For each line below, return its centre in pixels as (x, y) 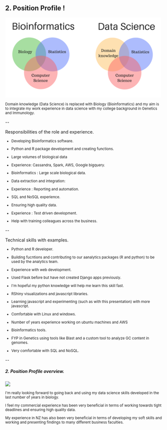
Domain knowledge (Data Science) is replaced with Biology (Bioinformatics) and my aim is (82, 104)
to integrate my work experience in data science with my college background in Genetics (81, 108)
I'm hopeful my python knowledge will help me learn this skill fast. (68, 286)
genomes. (20, 342)
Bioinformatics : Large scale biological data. (49, 173)
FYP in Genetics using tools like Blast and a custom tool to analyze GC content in (80, 338)
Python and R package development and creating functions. (63, 149)
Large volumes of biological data (39, 157)
